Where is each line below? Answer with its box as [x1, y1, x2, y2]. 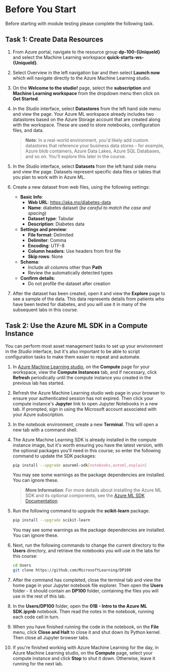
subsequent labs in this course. [12, 306, 79, 313]
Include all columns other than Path [27, 264, 103, 270]
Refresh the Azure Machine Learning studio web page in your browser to [12, 390, 165, 396]
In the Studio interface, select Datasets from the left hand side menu [12, 163, 156, 169]
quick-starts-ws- [107, 54, 144, 60]
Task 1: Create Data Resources [5, 35, 104, 44]
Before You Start [5, 4, 76, 15]
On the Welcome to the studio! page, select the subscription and [12, 85, 151, 91]
